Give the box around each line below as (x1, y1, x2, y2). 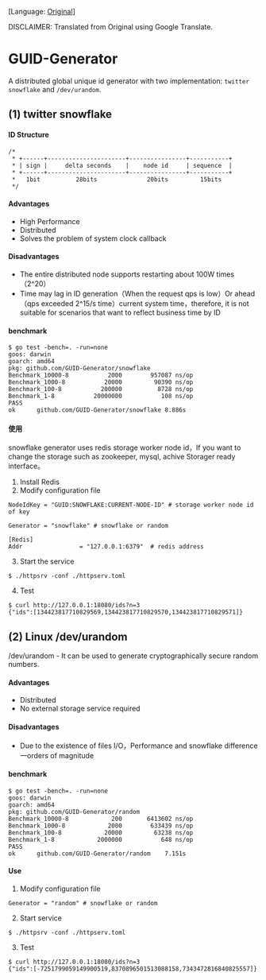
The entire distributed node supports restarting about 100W (19, 269, 215, 279)
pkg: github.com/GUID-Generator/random (8, 808, 141, 815)
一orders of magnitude (19, 750, 94, 760)
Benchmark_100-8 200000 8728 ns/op (8, 385, 194, 393)
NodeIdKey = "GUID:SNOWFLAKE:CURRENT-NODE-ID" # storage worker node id (8, 501, 254, 509)
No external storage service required (19, 703, 141, 714)
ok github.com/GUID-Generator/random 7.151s (8, 850, 187, 858)
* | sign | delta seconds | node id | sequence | (11, 161, 233, 169)
